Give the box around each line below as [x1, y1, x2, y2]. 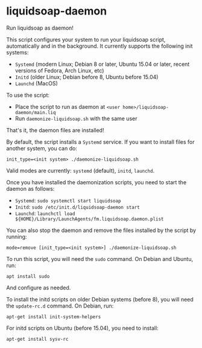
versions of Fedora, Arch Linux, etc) [14, 66, 104, 74]
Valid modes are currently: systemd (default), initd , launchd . [6, 167, 155, 174]
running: [6, 233, 27, 240]
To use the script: [6, 91, 50, 98]
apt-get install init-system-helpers [6, 314, 101, 320]
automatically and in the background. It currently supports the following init [6, 42, 193, 50]
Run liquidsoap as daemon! [6, 24, 74, 31]
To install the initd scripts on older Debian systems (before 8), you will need [6, 295, 194, 303]
